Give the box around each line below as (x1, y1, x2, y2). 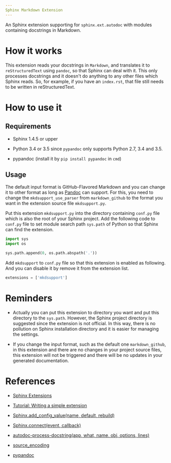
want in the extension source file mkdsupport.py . (5, 200, 106, 207)
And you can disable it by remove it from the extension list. (5, 265, 129, 271)
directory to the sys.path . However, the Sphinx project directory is (12, 315, 153, 321)
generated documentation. (12, 357, 69, 364)
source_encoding (12, 442, 50, 448)
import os (5, 241, 27, 247)
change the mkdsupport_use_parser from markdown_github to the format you (5, 195, 163, 201)
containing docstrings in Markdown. (5, 27, 81, 33)
